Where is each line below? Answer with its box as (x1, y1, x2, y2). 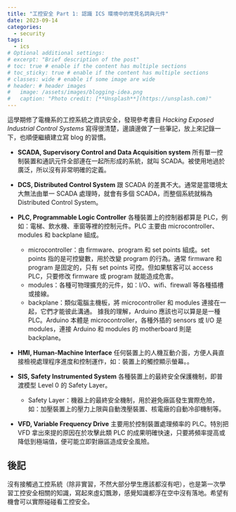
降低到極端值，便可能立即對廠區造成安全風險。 (17, 437, 153, 445)
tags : (7, 37, 23, 44)
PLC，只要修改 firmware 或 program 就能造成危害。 (27, 272, 178, 280)
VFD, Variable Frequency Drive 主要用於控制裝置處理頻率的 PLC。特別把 (17, 420, 229, 428)
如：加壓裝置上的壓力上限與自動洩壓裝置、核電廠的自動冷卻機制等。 (27, 405, 225, 413)
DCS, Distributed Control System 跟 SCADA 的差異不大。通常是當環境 (17, 181, 222, 188)
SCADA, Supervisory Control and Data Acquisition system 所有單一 (17, 148, 217, 156)
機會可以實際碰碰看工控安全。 (7, 497, 93, 506)
